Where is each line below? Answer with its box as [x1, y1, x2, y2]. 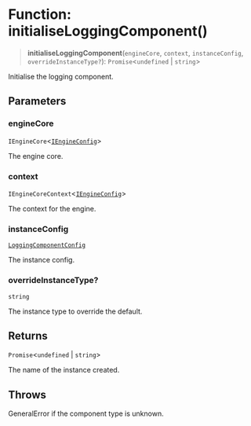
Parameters [8, 94, 67, 108]
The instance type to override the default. [8, 307, 143, 316]
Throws [8, 387, 47, 402]
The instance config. [8, 255, 75, 265]
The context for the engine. [8, 204, 96, 213]
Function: [8, 6, 72, 24]
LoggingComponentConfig [8, 241, 86, 249]
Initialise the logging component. [8, 72, 114, 81]
